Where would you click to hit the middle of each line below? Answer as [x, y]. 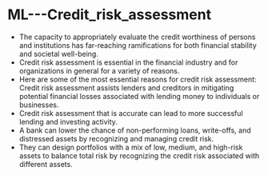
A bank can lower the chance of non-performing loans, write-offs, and [135, 130]
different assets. [46, 164]
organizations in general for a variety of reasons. [99, 70]
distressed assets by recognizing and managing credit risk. [116, 138]
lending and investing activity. [68, 121]
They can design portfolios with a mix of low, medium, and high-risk [131, 147]
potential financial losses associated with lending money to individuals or [139, 96]
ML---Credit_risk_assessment [110, 15]
